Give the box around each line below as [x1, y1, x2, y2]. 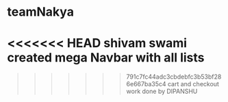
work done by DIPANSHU [126, 87, 198, 96]
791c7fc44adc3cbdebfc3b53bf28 [126, 73, 222, 81]
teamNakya [7, 4, 74, 20]
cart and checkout [167, 80, 219, 88]
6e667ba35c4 [126, 80, 166, 88]
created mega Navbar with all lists [7, 50, 205, 66]
